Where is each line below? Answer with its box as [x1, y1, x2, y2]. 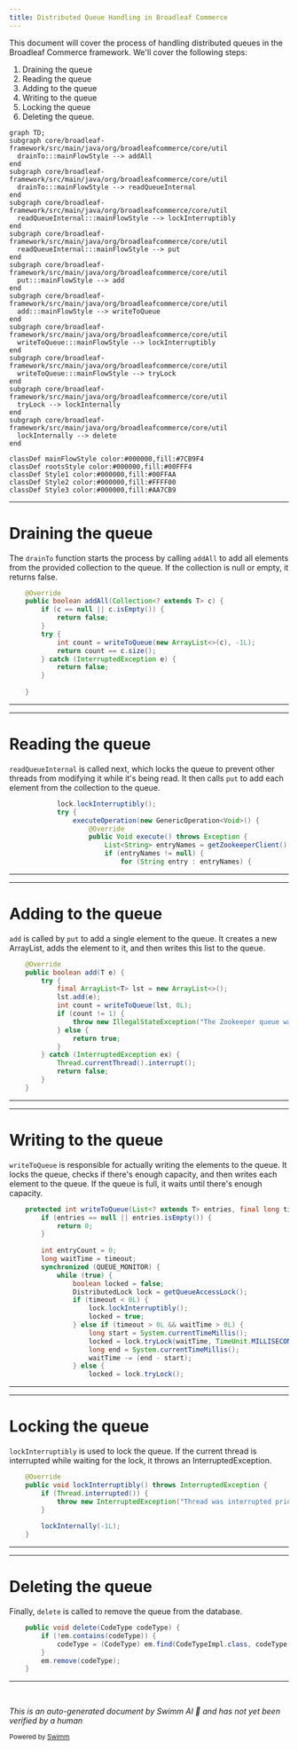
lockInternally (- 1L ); [41, 1522, 122, 1531]
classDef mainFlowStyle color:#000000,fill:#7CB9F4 [9, 454, 204, 463]
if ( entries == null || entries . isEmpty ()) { [41, 1213, 213, 1222]
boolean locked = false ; [72, 1279, 165, 1288]
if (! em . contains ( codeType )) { [41, 1631, 157, 1640]
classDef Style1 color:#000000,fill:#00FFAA [9, 469, 176, 479]
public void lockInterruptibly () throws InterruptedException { [25, 1480, 268, 1489]
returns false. [9, 572, 58, 582]
